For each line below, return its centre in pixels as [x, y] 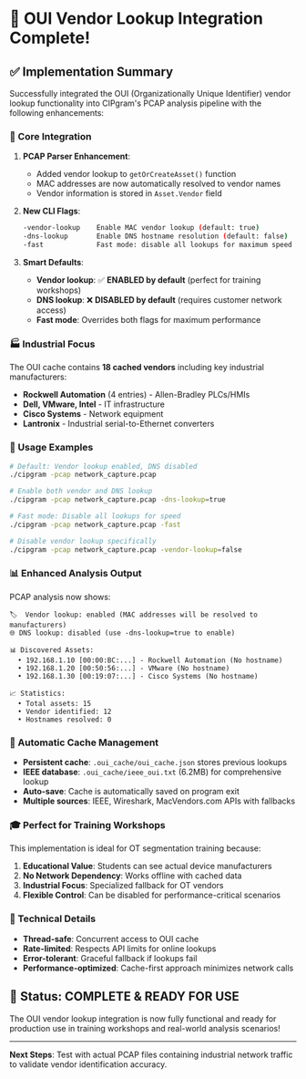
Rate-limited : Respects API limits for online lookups [119, 949]
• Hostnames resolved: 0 [65, 720]
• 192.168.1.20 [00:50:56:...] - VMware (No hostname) [124, 668]
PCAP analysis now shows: [60, 597]
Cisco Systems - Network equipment [93, 414]
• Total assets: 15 [55, 703]
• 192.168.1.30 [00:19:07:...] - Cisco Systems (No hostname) [138, 676]
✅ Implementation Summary [92, 72]
